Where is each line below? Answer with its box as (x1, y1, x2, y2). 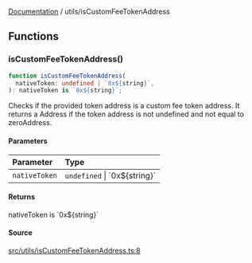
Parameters (8, 135, 48, 146)
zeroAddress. (8, 118, 52, 128)
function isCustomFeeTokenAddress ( (8, 72, 126, 80)
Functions (8, 29, 60, 43)
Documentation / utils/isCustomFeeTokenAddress (8, 7, 171, 16)
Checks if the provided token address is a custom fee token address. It (8, 101, 240, 111)
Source (8, 228, 33, 237)
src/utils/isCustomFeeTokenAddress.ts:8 (8, 245, 141, 255)
